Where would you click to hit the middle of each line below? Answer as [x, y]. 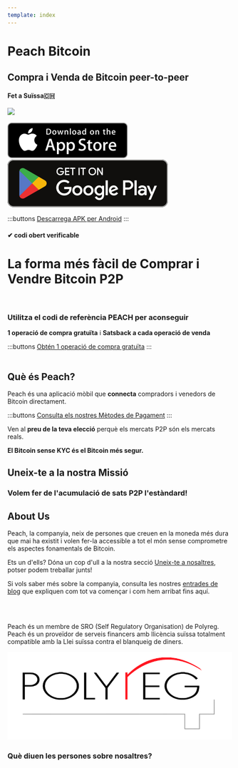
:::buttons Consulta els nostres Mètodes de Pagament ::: [90, 415]
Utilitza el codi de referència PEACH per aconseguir [98, 317]
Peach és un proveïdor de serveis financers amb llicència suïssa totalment [117, 634]
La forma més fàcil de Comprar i [104, 264]
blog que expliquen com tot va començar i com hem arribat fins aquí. [109, 591]
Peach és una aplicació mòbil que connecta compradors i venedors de [112, 394]
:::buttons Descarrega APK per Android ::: [68, 219]
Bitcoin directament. [37, 401]
